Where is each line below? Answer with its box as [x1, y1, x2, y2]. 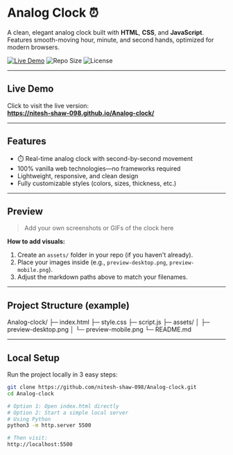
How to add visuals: [7, 237, 66, 246]
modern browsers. [7, 43, 60, 51]
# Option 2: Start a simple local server [7, 409, 129, 416]
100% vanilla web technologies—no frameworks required [17, 164, 181, 173]
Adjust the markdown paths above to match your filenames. [17, 273, 189, 282]
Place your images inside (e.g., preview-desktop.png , [17, 258, 169, 266]
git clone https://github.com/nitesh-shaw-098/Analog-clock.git [7, 384, 197, 390]
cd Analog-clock [7, 390, 54, 397]
